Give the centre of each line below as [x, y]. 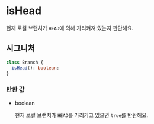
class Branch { [25, 62]
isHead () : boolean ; [36, 68]
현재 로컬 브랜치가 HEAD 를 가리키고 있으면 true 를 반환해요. [81, 115]
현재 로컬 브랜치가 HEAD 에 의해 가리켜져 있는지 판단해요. [70, 28]
